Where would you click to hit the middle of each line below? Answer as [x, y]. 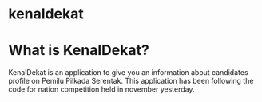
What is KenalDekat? [79, 51]
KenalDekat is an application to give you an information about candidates [129, 73]
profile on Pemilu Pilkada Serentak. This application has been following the [131, 81]
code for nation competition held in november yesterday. [101, 89]
